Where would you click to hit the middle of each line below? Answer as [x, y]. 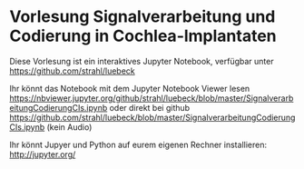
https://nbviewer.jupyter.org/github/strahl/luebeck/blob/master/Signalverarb [152, 98]
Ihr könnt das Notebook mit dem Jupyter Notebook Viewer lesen [130, 88]
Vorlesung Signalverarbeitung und [142, 17]
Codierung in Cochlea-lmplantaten [143, 36]
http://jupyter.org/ [43, 154]
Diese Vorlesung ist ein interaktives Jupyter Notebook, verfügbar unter [142, 61]
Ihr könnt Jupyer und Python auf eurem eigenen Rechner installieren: [138, 144]
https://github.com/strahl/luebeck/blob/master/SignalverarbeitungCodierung [152, 117]
